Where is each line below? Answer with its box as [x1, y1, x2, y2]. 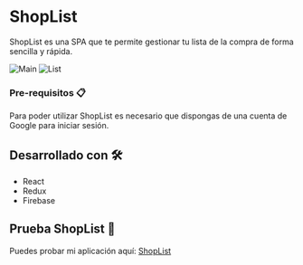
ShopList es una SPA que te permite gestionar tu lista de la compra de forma [9, 36, 294, 47]
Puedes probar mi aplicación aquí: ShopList [9, 245, 172, 256]
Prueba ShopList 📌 [9, 222, 116, 237]
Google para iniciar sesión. [9, 120, 109, 131]
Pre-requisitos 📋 [9, 86, 86, 99]
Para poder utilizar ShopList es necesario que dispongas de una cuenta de [9, 110, 288, 121]
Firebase [22, 195, 56, 206]
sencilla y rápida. [9, 45, 73, 56]
